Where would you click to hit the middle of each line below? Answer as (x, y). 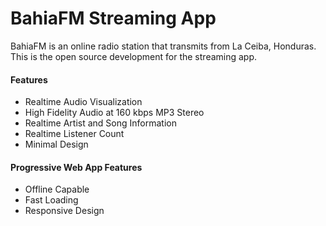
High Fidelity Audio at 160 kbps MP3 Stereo (114, 113)
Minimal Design (56, 144)
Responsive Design (64, 211)
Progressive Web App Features (76, 167)
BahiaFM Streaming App (113, 18)
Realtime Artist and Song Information (100, 123)
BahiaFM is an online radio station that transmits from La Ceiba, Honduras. (163, 46)
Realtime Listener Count (74, 134)
